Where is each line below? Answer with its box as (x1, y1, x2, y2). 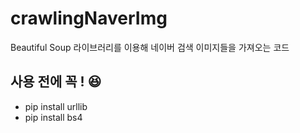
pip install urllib (24, 100, 88, 112)
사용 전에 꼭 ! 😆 (10, 73, 102, 91)
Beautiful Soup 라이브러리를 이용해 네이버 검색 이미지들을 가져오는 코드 (10, 41, 290, 53)
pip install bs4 (24, 111, 83, 123)
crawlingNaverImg (10, 7, 168, 30)
